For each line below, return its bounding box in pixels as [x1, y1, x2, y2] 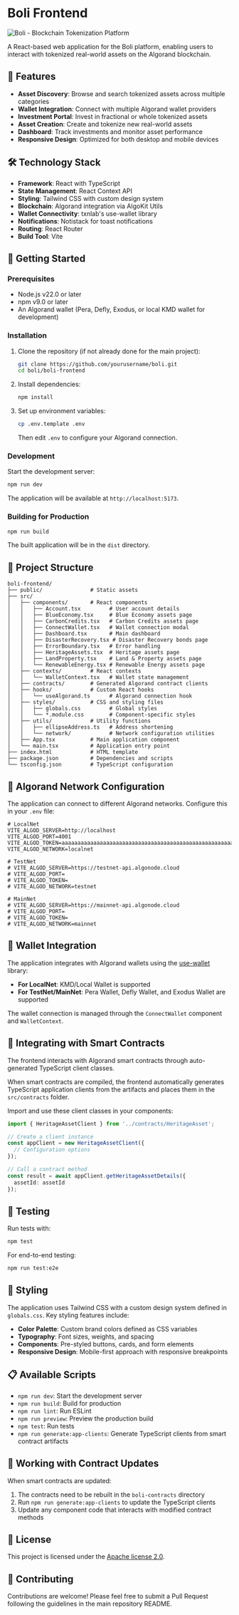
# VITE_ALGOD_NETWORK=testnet [7, 883, 97, 890]
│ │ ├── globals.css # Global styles [7, 705, 158, 712]
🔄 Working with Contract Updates [7, 1458, 159, 1470]
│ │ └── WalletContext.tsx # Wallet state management [7, 674, 190, 681]
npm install [17, 394, 53, 401]
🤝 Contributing [7, 1573, 74, 1585]
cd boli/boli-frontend [17, 367, 85, 375]
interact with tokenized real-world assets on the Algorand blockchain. [7, 50, 211, 58]
